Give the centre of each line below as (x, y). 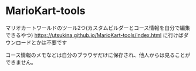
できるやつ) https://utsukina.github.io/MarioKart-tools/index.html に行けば (94, 35)
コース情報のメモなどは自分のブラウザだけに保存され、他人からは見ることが (98, 55)
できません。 (21, 62)
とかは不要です (49, 42)
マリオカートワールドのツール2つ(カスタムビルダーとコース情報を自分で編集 (98, 28)
